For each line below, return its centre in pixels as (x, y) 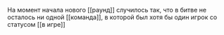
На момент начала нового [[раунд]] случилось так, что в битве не (107, 10)
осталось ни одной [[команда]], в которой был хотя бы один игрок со (112, 17)
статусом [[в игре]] (36, 24)
